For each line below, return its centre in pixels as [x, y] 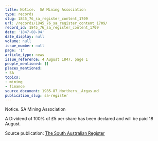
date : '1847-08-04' [25, 32]
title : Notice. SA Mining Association [45, 9]
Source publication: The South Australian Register [55, 133]
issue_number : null [25, 46]
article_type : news [25, 55]
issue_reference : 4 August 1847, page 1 [47, 59]
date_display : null [25, 37]
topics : [13, 77]
